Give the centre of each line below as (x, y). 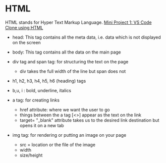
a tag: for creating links (36, 100)
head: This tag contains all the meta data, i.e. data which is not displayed (86, 37)
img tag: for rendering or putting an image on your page (69, 135)
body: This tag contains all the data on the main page (67, 52)
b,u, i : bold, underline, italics (42, 90)
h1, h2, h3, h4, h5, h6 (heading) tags (49, 81)
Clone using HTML (24, 27)
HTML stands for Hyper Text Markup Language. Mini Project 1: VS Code (79, 22)
